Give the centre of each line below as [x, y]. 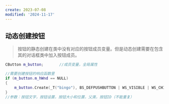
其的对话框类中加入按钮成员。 [48, 55]
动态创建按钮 [25, 36]
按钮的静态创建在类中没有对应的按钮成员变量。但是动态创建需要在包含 [90, 49]
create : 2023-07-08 [26, 10]
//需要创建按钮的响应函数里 [30, 74]
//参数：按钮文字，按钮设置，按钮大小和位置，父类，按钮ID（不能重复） [70, 97]
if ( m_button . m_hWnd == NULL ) [37, 78]
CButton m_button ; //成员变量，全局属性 [52, 65]
